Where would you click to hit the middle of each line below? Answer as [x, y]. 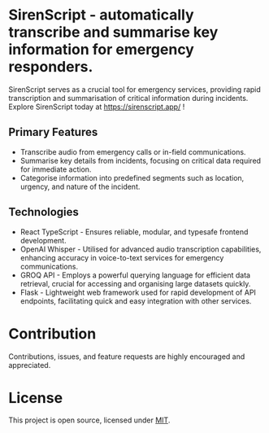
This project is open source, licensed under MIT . [89, 420]
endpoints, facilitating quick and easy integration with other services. [136, 301]
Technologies [44, 212]
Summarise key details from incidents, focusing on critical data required [141, 160]
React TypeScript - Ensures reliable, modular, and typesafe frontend [134, 232]
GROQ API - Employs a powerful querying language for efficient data [135, 275]
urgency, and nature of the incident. [80, 186]
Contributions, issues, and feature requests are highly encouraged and [127, 356]
